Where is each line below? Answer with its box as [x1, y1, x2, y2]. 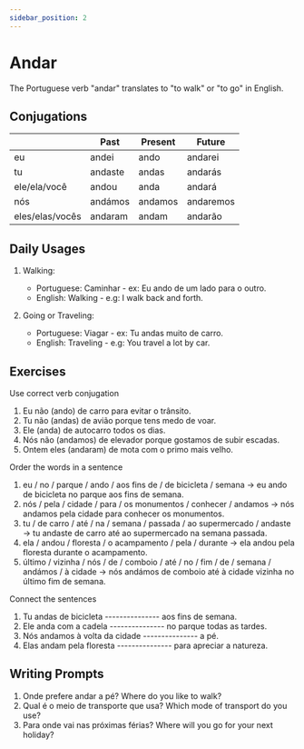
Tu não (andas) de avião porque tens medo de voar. [22, 415, 216, 425]
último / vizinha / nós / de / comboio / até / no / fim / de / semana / [22, 556, 272, 567]
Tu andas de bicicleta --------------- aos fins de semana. [22, 611, 238, 622]
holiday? [22, 729, 54, 740]
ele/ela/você [14, 181, 67, 194]
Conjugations [9, 108, 88, 124]
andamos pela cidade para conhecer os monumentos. [22, 508, 225, 519]
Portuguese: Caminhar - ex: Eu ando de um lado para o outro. [35, 283, 267, 294]
